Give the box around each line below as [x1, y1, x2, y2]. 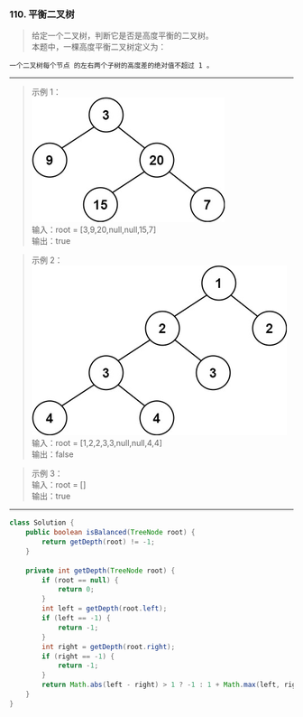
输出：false [31, 449, 74, 460]
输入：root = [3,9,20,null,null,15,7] [31, 224, 157, 236]
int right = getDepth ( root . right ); [41, 642, 176, 651]
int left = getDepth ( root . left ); [41, 604, 168, 613]
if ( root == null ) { [41, 575, 119, 584]
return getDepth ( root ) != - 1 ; [41, 537, 155, 547]
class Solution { [9, 518, 75, 527]
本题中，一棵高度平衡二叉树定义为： [31, 42, 167, 52]
